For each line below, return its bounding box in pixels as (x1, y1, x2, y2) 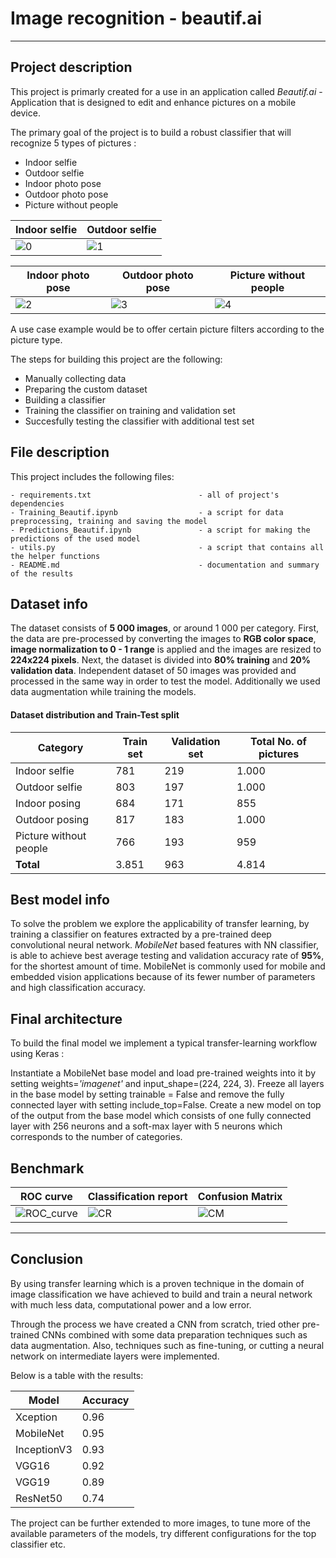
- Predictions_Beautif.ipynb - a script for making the (10, 525, 311, 535)
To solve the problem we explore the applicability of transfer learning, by (10, 918, 310, 930)
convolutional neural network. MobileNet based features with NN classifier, (10, 939, 319, 951)
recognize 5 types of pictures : (10, 137, 137, 149)
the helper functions (10, 551, 101, 561)
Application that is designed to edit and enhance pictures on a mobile (10, 96, 297, 108)
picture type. (10, 333, 63, 346)
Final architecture (10, 1010, 123, 1027)
